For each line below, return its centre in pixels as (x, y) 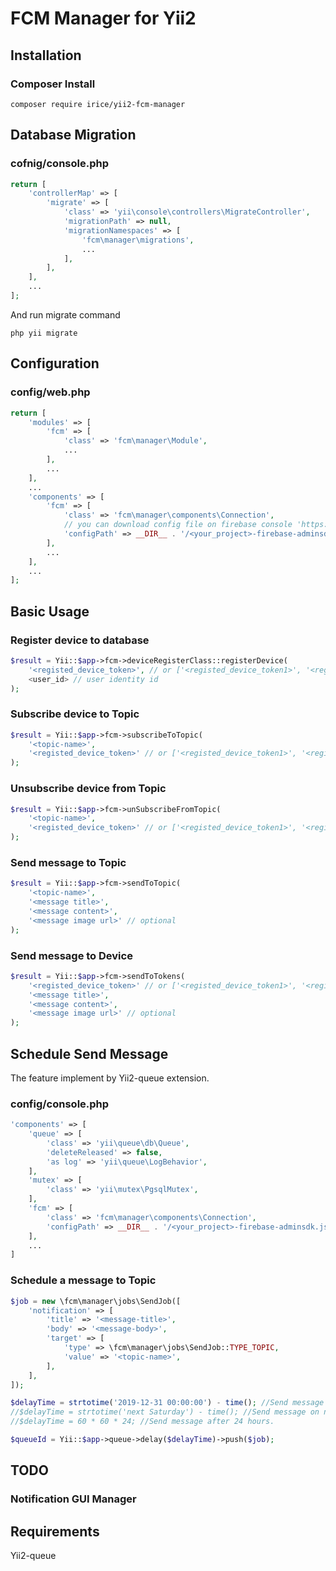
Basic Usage (50, 611)
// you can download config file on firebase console (178, 525)
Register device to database (80, 640)
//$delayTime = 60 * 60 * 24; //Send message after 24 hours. (142, 1422)
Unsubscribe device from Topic (88, 789)
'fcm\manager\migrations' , (138, 240)
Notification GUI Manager (73, 1499)
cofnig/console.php (59, 164)
